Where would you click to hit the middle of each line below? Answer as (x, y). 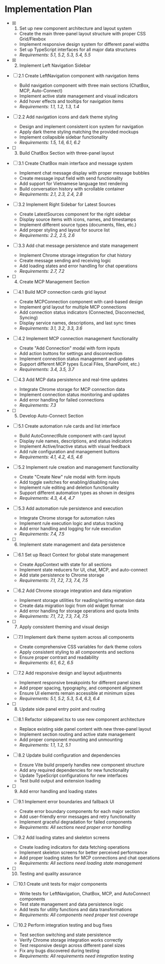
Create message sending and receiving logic (65, 260)
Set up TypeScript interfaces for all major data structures (78, 49)
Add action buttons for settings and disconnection (71, 353)
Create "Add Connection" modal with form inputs (70, 348)
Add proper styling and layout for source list (65, 230)
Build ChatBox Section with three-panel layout (67, 153)
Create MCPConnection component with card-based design (81, 301)
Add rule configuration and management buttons (69, 451)
